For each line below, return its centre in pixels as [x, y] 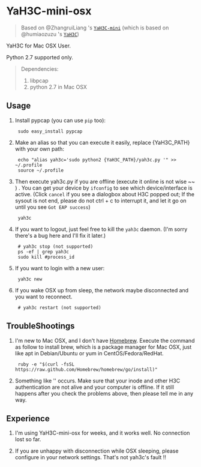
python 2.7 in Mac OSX [58, 87]
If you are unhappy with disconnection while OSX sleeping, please [97, 451]
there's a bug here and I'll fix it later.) [60, 235]
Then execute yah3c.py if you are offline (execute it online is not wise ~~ [105, 181]
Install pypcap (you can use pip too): [60, 120]
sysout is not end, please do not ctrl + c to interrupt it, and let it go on [101, 200]
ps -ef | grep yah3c [43, 252]
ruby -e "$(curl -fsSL [46, 364]
